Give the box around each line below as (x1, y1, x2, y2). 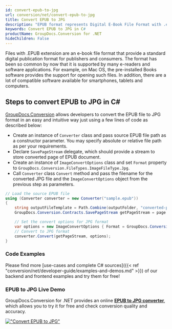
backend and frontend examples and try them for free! (5, 273, 120, 279)
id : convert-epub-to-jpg (5, 7, 58, 13)
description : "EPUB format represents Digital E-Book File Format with (5, 22, 161, 27)
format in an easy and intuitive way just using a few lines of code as (5, 116, 148, 123)
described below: (5, 122, 42, 128)
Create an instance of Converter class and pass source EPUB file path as (12, 132, 166, 138)
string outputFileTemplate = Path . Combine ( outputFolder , (14, 205, 139, 211)
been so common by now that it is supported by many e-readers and (5, 61, 150, 67)
